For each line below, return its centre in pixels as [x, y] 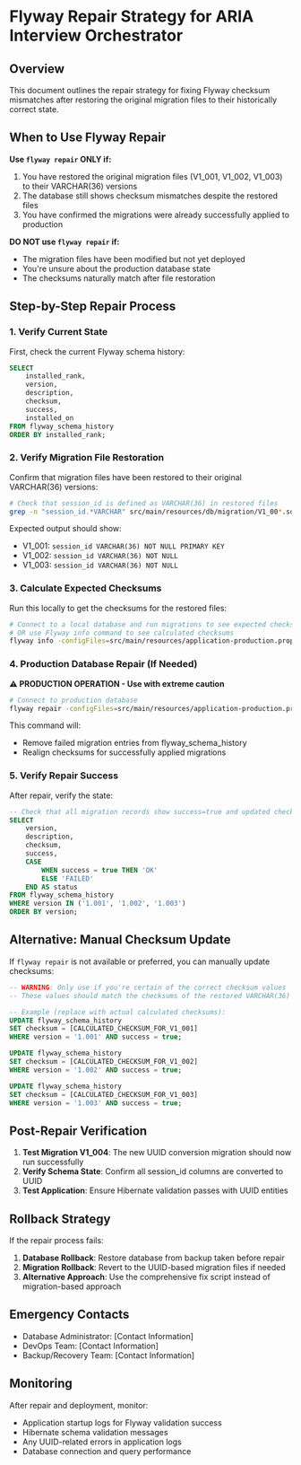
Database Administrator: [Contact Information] [108, 1336]
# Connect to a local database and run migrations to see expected [138, 624]
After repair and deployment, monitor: [79, 1405]
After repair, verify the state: [61, 795]
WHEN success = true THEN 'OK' [100, 870]
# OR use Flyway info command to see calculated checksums [122, 633]
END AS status [52, 887]
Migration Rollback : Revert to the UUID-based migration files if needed [154, 1267]
